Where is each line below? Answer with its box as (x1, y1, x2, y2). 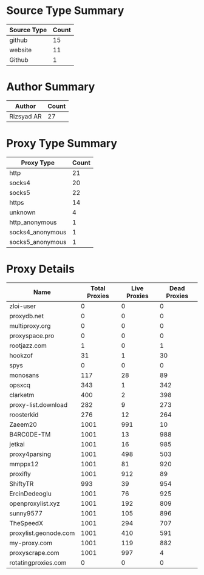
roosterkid (9, 410, 39, 419)
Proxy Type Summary (6, 137, 117, 151)
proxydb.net (9, 311, 44, 320)
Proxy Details (6, 262, 75, 276)
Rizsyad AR (9, 112, 42, 120)
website (9, 46, 32, 54)
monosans (9, 371, 39, 379)
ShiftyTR (9, 479, 34, 488)
